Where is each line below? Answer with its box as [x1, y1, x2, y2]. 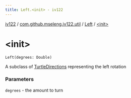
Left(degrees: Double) [5, 55, 52, 60]
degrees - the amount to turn [5, 87, 64, 93]
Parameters [5, 76, 34, 83]
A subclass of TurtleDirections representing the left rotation [5, 63, 127, 70]
